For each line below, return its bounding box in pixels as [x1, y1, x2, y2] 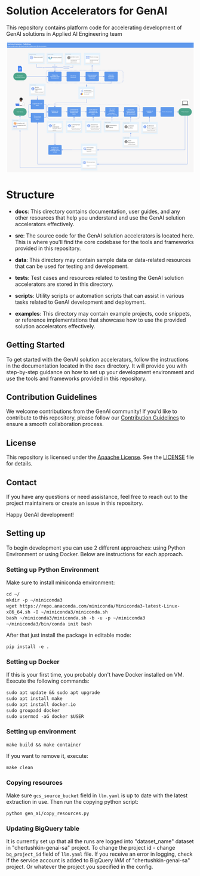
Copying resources [6, 778, 63, 786]
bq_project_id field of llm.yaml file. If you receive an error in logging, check [6, 850, 193, 858]
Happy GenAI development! [6, 511, 75, 519]
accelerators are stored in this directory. [14, 280, 113, 288]
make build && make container [6, 742, 82, 748]
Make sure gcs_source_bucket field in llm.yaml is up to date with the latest [6, 792, 188, 799]
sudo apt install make [6, 696, 63, 702]
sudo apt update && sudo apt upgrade [6, 690, 100, 696]
